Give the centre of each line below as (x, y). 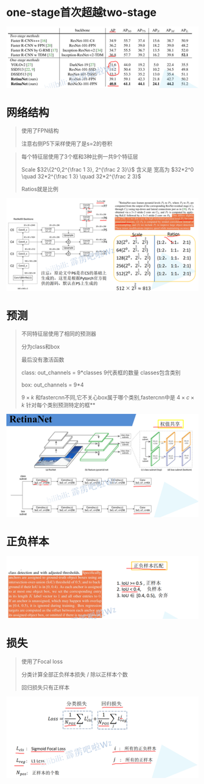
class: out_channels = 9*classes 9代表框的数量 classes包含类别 (101, 372)
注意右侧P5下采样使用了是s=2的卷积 (67, 143)
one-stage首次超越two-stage (82, 13)
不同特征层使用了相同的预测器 (58, 334)
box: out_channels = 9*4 (52, 385)
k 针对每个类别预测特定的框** (58, 405)
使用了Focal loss (42, 661)
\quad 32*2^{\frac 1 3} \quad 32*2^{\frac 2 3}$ (81, 176)
